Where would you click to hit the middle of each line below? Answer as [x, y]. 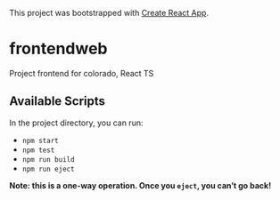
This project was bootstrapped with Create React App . [109, 13]
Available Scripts [57, 101]
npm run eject [48, 169]
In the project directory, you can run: [76, 123]
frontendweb [58, 49]
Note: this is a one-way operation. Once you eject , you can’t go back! [140, 185]
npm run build [48, 159]
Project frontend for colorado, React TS [82, 73]
